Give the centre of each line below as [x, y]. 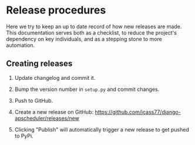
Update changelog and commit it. [55, 77]
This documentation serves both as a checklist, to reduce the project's [92, 32]
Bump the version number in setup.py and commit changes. [87, 89]
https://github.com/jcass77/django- [138, 112]
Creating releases [39, 64]
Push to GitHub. [34, 100]
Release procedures [56, 10]
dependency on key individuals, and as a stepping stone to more [84, 39]
